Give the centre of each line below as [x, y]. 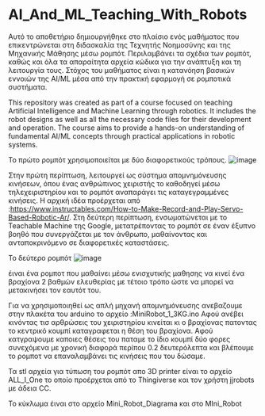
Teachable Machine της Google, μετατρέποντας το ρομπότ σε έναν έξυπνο [132, 225]
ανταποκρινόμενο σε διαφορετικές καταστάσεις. [89, 242]
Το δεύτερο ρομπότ [40, 258]
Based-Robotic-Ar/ [39, 217]
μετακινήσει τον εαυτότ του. [55, 290]
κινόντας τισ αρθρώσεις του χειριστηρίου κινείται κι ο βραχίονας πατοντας [133, 322]
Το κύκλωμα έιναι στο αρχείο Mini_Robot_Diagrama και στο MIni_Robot [125, 403]
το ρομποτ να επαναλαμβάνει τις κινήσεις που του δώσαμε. [107, 356]
